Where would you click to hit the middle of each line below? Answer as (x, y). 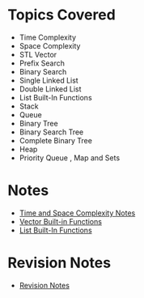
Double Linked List (50, 89)
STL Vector (38, 54)
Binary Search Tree (51, 132)
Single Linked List (49, 80)
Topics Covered (62, 15)
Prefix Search (42, 63)
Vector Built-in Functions (61, 221)
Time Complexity (48, 37)
